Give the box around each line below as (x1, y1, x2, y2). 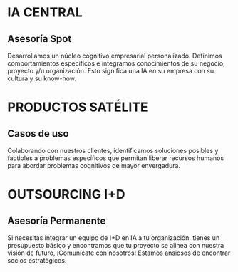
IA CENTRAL (7, 4, 83, 21)
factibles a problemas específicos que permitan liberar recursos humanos (7, 154, 224, 162)
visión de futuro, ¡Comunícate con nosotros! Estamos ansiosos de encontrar (7, 249, 231, 257)
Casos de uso (7, 127, 69, 140)
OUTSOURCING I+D (7, 187, 126, 203)
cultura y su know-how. (7, 74, 77, 83)
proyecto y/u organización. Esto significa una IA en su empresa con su (7, 67, 214, 75)
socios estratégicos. (7, 256, 67, 264)
